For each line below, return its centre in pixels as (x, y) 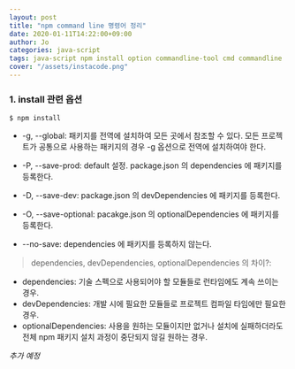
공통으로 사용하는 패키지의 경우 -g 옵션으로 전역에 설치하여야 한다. (152, 147)
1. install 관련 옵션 (46, 99)
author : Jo (29, 42)
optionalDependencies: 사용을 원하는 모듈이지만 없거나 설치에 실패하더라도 (152, 326)
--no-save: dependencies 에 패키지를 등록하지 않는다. (117, 244)
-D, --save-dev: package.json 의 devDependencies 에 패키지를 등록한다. (151, 196)
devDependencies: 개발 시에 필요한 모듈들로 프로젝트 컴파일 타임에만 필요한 (154, 304)
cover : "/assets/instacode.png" (68, 67)
